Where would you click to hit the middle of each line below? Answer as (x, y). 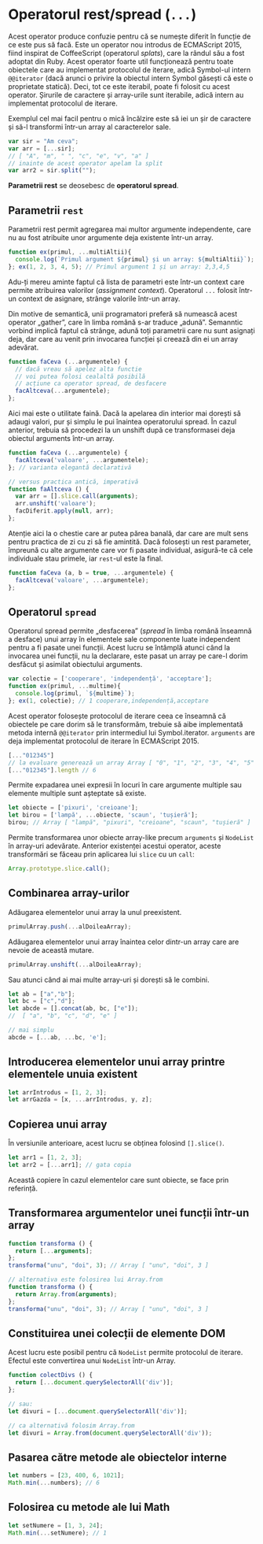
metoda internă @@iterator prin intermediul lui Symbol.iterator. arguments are (131, 732)
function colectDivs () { (50, 1376)
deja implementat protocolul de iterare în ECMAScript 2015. (104, 741)
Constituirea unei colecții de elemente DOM (117, 1333)
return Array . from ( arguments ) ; (66, 1294)
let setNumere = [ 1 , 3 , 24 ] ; (56, 1525)
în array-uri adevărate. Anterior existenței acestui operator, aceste (115, 846)
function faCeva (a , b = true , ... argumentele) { (91, 572)
